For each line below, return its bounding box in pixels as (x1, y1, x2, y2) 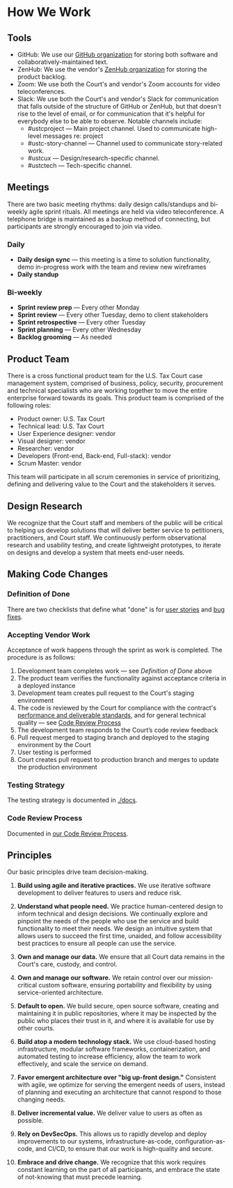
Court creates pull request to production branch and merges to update (17, 756, 219, 764)
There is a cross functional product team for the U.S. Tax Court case (7, 372, 203, 380)
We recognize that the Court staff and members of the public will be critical (7, 519, 223, 527)
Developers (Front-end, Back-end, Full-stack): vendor (17, 452, 172, 460)
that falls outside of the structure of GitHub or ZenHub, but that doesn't (17, 102, 221, 110)
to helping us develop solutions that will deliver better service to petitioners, (7, 526, 225, 535)
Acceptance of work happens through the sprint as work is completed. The (7, 646, 223, 655)
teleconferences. (17, 88, 66, 95)
